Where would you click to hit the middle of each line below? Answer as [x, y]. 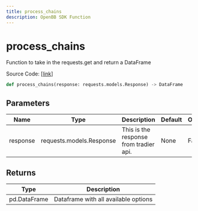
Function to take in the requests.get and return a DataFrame [79, 62]
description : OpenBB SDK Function [49, 17]
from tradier [138, 144]
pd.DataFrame [29, 199]
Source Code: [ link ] [30, 74]
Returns [21, 172]
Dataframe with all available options [103, 199]
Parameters [28, 103]
